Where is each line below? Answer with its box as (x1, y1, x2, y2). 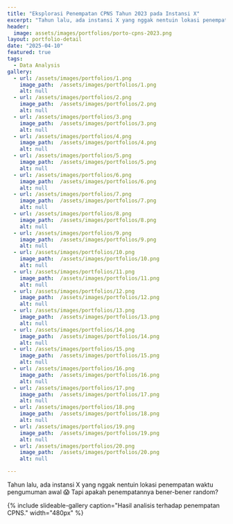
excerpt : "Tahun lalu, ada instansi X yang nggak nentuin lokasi (7, 17, 200, 24)
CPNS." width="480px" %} (7, 509, 85, 517)
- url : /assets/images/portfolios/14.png (13, 326, 135, 333)
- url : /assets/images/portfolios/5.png (13, 152, 132, 160)
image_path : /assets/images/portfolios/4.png (19, 140, 157, 146)
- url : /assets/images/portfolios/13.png (13, 307, 135, 314)
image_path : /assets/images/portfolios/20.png (19, 449, 159, 456)
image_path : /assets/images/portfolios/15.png (19, 352, 159, 360)
